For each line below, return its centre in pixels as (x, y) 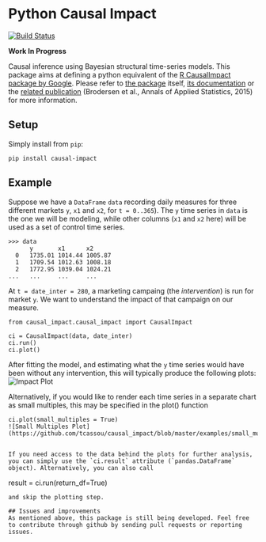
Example (30, 183)
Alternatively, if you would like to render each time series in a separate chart (132, 396)
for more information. (43, 100)
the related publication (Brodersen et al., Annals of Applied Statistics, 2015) (131, 91)
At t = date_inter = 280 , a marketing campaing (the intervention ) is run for (131, 290)
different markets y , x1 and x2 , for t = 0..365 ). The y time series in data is (128, 210)
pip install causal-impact (53, 158)
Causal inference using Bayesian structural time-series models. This (120, 66)
